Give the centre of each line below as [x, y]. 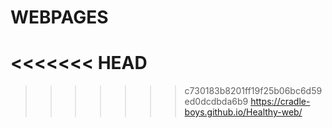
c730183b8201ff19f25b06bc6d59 [253, 91]
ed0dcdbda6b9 [216, 102]
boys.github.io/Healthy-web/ [243, 112]
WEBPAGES [59, 17]
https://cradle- [280, 102]
